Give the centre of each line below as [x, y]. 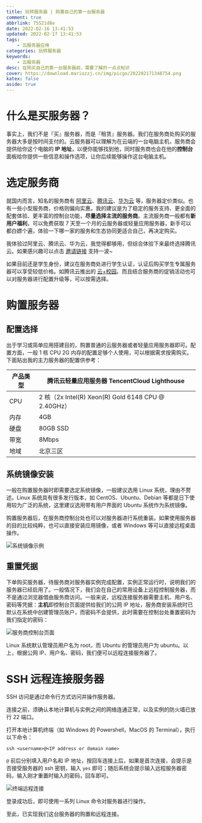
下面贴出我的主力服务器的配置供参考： [54, 360]
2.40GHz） [55, 406]
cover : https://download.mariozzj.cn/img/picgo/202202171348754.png [94, 73]
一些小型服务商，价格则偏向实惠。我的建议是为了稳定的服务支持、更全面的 [103, 208]
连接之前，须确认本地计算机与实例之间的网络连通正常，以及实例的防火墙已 [98, 709]
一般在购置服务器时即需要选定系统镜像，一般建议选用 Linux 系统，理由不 [96, 490]
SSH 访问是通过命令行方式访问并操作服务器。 [63, 697]
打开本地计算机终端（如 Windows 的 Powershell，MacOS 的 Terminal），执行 [101, 730]
